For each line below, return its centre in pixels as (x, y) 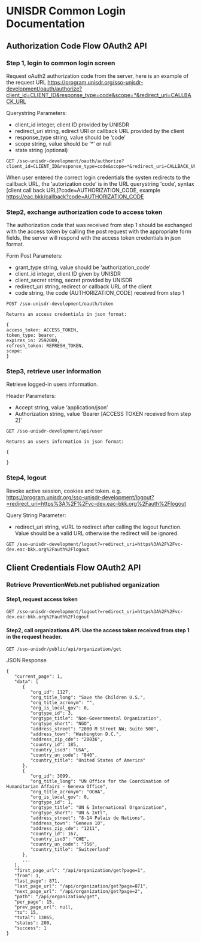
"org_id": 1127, (50, 692)
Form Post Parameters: (34, 256)
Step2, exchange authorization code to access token (84, 212)
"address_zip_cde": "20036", (66, 739)
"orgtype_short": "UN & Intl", (69, 813)
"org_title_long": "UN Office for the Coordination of (100, 781)
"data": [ (26, 682)
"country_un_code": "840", (64, 755)
